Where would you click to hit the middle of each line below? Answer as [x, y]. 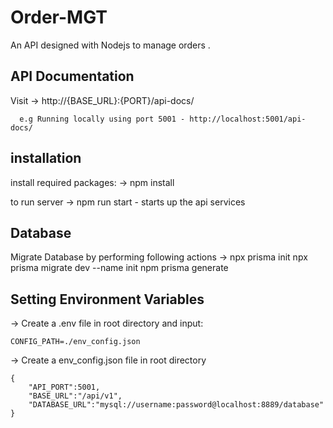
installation [46, 158]
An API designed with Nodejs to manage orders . [110, 45]
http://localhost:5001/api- [248, 119]
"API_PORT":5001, [64, 387]
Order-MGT [59, 17]
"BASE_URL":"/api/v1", [75, 396]
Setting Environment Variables [107, 299]
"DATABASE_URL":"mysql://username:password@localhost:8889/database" [176, 405]
